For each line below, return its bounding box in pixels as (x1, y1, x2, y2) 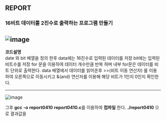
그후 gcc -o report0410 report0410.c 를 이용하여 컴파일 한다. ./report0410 (5, 105, 154, 111)
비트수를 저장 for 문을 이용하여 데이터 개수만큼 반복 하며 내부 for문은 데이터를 (5, 61, 154, 67)
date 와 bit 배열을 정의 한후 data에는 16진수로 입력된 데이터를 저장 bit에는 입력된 (5, 55, 160, 61)
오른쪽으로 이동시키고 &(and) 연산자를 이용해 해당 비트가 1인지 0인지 (14, 74, 146, 80)
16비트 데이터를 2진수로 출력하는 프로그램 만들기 (5, 20, 113, 27)
